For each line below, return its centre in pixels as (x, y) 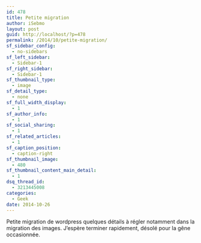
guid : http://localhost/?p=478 (46, 35)
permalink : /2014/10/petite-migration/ (57, 40)
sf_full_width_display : (37, 102)
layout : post (23, 29)
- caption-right (32, 153)
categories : (21, 193)
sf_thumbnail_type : (31, 80)
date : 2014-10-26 (28, 205)
